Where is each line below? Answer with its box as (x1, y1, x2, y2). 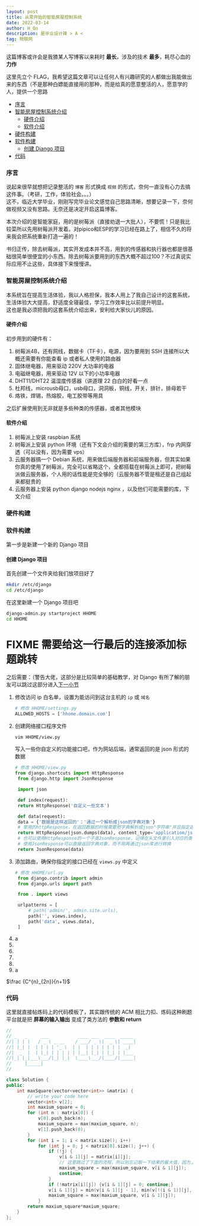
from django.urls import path (17, 881, 92, 886)
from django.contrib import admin (17, 875, 103, 881)
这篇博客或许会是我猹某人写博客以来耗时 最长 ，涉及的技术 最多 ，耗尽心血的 (6, 53, 191, 60)
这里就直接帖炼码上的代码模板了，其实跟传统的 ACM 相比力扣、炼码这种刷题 (6, 1009, 192, 1016)
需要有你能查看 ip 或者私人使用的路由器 (25, 355, 121, 362)
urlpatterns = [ (17, 902, 58, 908)
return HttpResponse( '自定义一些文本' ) (17, 802, 110, 809)
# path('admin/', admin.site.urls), (28, 908, 118, 914)
